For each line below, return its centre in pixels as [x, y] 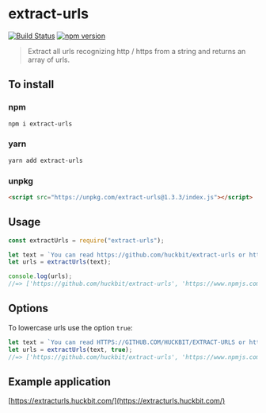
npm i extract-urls [40, 124]
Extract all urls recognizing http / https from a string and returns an [137, 51]
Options [28, 309]
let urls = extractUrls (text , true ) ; [70, 349]
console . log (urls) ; [40, 276]
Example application [59, 382]
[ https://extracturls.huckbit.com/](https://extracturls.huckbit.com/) [117, 401]
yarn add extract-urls [46, 160]
